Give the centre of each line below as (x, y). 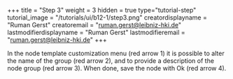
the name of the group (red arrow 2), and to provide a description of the (111, 61)
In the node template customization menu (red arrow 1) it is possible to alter (116, 53)
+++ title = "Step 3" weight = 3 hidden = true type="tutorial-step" (102, 10)
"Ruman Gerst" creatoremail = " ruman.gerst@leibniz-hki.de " (94, 25)
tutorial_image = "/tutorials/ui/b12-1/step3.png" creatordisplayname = (107, 17)
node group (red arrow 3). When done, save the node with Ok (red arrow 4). (117, 68)
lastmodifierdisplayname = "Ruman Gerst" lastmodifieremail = (96, 32)
